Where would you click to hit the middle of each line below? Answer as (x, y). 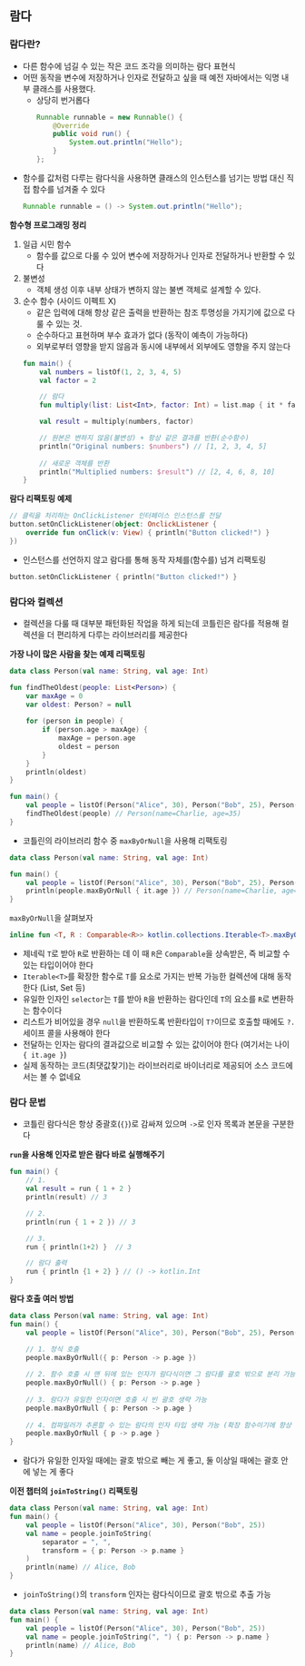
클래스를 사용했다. (64, 88)
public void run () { (92, 134)
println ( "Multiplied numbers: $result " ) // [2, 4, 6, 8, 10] (157, 472)
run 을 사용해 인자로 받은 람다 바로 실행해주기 (87, 1155)
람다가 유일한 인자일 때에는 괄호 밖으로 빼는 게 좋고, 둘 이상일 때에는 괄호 (151, 1461)
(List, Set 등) (63, 988)
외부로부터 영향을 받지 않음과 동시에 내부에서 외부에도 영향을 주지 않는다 (163, 346)
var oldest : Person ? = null (79, 705)
